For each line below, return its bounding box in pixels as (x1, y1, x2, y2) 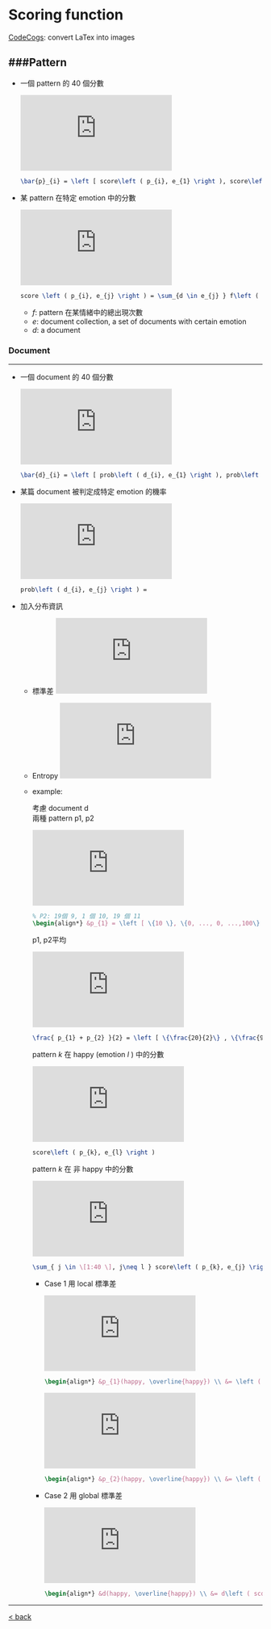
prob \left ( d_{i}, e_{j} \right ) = (19, 586, 148, 594)
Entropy (31, 770, 59, 780)
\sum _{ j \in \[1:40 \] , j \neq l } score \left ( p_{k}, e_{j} (31, 1263, 246, 1271)
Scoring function (8, 6, 123, 24)
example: (31, 786, 63, 796)
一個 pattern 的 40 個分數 (19, 78, 104, 88)
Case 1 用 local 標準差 (44, 1278, 117, 1288)
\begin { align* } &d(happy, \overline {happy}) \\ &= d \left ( (44, 1589, 251, 1598)
